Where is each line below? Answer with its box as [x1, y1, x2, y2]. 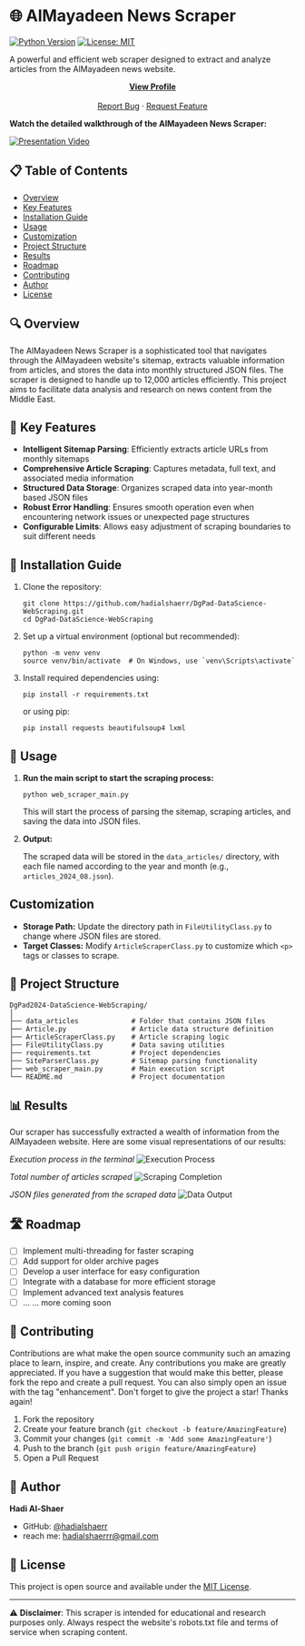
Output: [22, 834, 53, 844]
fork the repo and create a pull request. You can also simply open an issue [9, 1377, 288, 1388]
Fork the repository [22, 1414, 95, 1425]
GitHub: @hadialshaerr [22, 1521, 108, 1532]
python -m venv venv [22, 648, 101, 658]
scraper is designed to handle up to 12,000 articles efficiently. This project [9, 374, 288, 385]
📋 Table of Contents [9, 163, 129, 178]
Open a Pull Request [22, 1453, 100, 1464]
